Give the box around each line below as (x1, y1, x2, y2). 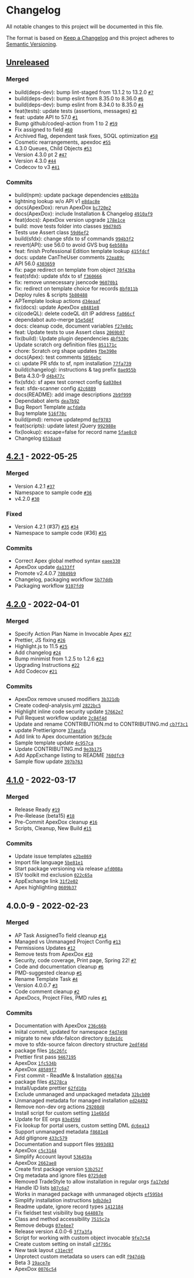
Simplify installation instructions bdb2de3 (14, 1197, 111, 1204)
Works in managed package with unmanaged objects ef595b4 (14, 1191, 163, 1198)
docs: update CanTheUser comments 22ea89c (14, 254, 125, 261)
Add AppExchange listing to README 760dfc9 (14, 752, 125, 759)
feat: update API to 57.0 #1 (14, 113, 78, 120)
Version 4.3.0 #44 (14, 157, 57, 164)
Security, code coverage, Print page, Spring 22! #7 (14, 956, 137, 963)
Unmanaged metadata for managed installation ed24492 (14, 1097, 148, 1104)
